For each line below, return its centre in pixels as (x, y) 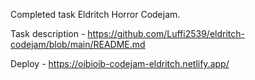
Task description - (48, 33)
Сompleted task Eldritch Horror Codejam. (95, 14)
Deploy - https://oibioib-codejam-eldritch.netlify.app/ (120, 63)
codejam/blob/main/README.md (78, 44)
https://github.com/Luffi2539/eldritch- (166, 33)
